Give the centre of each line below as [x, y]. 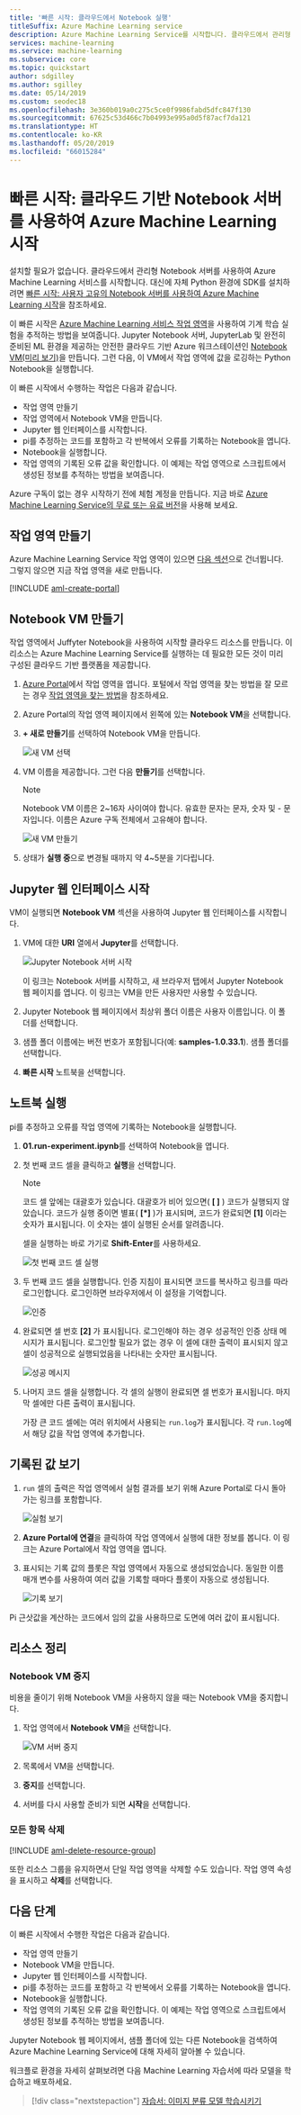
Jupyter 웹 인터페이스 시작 [80, 889]
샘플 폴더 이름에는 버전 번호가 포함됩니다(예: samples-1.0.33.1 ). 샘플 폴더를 [155, 1042]
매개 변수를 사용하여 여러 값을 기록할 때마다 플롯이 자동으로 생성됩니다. [146, 1579]
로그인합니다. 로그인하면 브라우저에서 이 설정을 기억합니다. [124, 1292]
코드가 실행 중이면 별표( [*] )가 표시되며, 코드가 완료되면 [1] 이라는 [172, 1213]
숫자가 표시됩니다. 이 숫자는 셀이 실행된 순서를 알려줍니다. [123, 1224]
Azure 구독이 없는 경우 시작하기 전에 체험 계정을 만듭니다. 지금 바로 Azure [138, 493]
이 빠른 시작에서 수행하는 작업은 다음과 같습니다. [93, 387]
